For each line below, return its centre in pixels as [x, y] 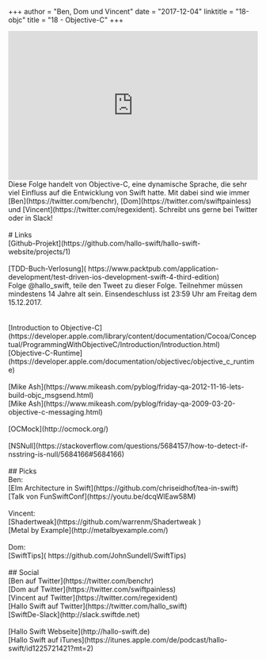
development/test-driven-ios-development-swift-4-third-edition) [114, 277]
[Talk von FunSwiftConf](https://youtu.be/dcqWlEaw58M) [102, 496]
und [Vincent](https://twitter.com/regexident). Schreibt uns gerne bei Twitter [133, 209]
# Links [20, 235]
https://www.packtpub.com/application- [154, 268]
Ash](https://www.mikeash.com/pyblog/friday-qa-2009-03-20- [132, 403]
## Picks [23, 471]
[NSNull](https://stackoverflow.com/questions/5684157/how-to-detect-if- [128, 446]
